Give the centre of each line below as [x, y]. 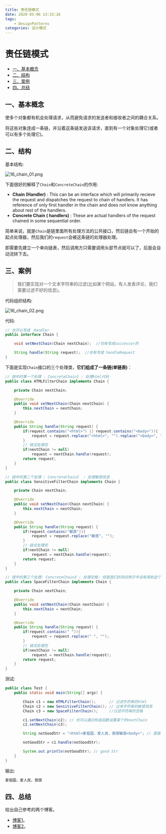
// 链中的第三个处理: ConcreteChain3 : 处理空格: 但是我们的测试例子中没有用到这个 [83, 577]
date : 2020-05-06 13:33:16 [33, 14]
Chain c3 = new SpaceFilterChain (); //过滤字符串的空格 [83, 711]
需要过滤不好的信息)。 [40, 290]
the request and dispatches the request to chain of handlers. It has [80, 199]
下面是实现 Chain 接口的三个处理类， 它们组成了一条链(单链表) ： [69, 367]
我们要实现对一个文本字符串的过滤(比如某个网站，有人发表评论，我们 [87, 284]
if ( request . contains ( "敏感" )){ [54, 532]
